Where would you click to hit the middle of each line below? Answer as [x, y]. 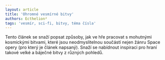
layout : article [22, 10]
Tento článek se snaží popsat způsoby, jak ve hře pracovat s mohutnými [79, 37]
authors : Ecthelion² [26, 19]
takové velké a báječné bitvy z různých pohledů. [54, 53]
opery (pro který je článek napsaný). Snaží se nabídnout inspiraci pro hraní [81, 47]
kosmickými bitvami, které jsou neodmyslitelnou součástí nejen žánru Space [83, 42]
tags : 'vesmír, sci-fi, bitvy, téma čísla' [51, 23]
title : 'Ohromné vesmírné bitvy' [40, 14]
